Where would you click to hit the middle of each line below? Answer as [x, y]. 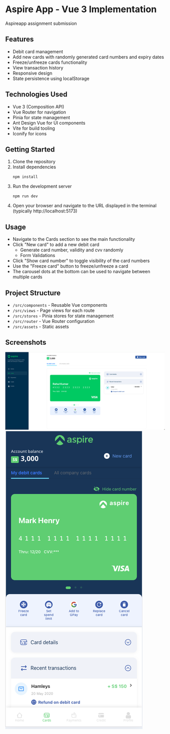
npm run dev [25, 196]
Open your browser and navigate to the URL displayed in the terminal [84, 206]
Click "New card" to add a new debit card [56, 245]
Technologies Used [36, 95]
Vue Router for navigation [39, 112]
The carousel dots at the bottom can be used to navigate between [81, 272]
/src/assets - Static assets [41, 326]
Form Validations [38, 255]
